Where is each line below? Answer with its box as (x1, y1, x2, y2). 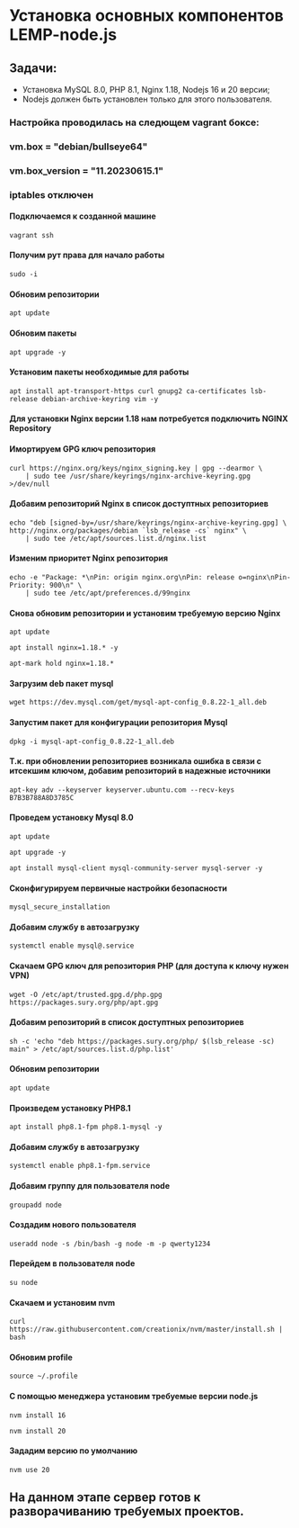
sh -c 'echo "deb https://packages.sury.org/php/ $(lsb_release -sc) (9, 1037, 276, 1046)
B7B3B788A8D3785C (9, 793, 75, 802)
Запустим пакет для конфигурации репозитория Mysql (9, 716, 228, 727)
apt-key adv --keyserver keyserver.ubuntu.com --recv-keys (9, 785, 235, 795)
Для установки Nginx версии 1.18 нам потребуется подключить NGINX (9, 413, 289, 424)
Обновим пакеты (9, 328, 77, 338)
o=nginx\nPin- (238, 572, 292, 581)
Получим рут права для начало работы (9, 249, 164, 261)
